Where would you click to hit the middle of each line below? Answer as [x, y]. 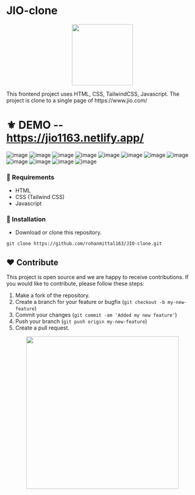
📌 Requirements [30, 177]
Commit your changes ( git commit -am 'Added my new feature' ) [96, 315]
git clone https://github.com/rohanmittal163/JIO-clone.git [84, 244]
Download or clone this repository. [58, 233]
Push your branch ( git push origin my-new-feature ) [81, 322]
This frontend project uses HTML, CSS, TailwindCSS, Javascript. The [93, 94]
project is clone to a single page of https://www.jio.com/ [77, 100]
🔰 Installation [26, 219]
